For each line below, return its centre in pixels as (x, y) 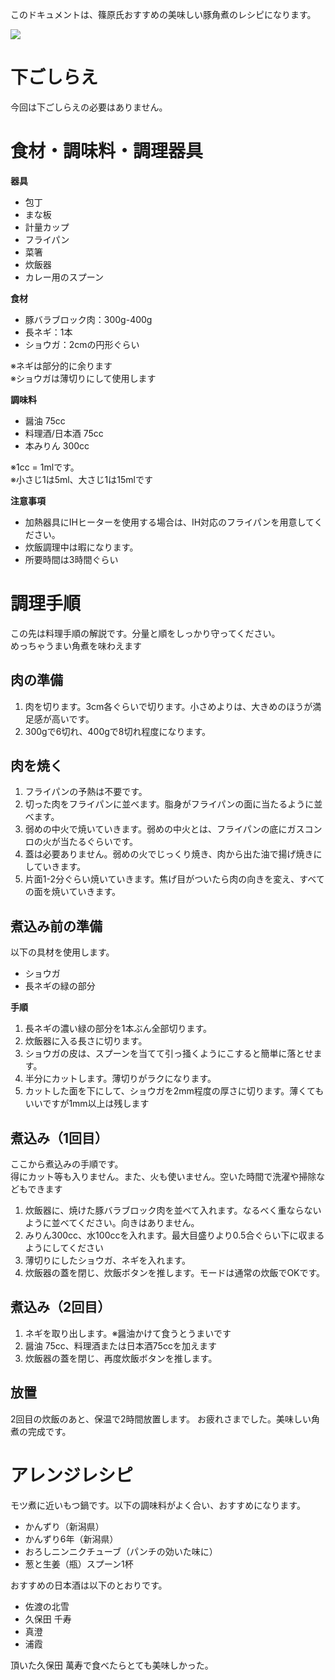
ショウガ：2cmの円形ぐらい (82, 344)
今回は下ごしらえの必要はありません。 (89, 107)
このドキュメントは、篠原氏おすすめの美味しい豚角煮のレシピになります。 (163, 14)
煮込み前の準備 (56, 926)
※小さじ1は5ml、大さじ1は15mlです (81, 479)
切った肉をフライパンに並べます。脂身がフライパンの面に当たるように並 (173, 804)
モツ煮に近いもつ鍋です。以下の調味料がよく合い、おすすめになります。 (158, 1505)
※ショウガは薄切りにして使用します (83, 378)
